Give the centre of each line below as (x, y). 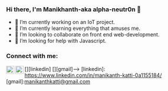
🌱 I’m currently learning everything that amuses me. (78, 28)
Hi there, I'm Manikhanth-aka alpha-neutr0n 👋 (74, 9)
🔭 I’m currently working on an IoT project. (65, 22)
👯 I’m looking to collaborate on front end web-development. (87, 35)
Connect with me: (32, 56)
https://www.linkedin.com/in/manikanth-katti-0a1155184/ (93, 75)
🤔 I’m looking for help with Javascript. (60, 41)
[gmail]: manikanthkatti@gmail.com (48, 81)
